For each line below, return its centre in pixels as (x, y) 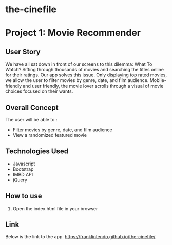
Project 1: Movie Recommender (73, 33)
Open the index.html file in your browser (55, 208)
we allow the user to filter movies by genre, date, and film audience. (77, 80)
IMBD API (23, 174)
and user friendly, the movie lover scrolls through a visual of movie (93, 86)
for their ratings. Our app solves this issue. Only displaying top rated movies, (86, 75)
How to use (24, 196)
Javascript (24, 164)
